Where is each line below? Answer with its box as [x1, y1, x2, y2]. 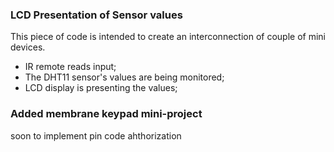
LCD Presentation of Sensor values [10, 8, 183, 22]
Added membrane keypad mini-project [10, 107, 203, 121]
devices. [10, 41, 46, 53]
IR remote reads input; [24, 61, 117, 73]
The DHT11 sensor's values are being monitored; [24, 71, 225, 83]
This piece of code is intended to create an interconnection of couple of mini [10, 31, 326, 43]
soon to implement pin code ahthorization [10, 129, 182, 142]
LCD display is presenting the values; [24, 82, 178, 94]
